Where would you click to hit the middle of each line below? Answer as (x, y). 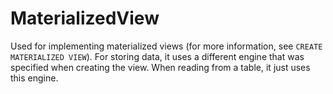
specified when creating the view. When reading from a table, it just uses (160, 67)
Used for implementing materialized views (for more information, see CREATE (166, 46)
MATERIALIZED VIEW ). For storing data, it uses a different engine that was (157, 56)
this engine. (34, 78)
